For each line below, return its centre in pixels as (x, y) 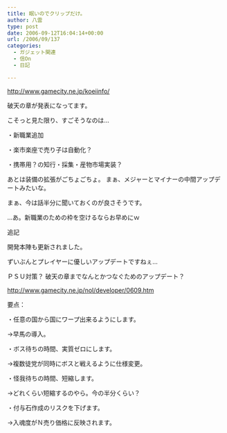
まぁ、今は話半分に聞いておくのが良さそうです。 (76, 203)
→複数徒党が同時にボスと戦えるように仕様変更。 (77, 363)
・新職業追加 (25, 135)
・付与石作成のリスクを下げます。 (55, 407)
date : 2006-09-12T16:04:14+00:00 (55, 33)
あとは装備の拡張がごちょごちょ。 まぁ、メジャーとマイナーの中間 (102, 179)
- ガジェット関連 (35, 53)
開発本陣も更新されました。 (47, 246)
